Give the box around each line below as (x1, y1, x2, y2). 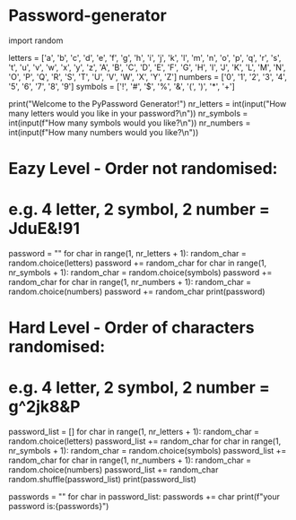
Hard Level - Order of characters (8, 317, 255, 338)
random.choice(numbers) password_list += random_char (8, 464, 219, 475)
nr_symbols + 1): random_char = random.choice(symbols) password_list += (8, 446, 287, 456)
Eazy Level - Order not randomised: (8, 159, 278, 179)
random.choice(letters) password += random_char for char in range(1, (8, 257, 267, 269)
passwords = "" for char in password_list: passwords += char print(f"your (8, 491, 280, 502)
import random (8, 35, 64, 46)
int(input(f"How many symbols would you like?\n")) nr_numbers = (8, 117, 251, 128)
